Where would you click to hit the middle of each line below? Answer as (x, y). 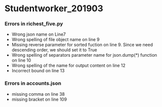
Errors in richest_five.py (34, 24)
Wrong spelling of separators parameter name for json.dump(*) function (84, 55)
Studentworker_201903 (54, 9)
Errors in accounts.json (33, 84)
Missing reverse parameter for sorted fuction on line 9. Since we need (82, 45)
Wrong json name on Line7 (39, 34)
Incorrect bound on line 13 (38, 71)
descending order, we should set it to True (54, 50)
